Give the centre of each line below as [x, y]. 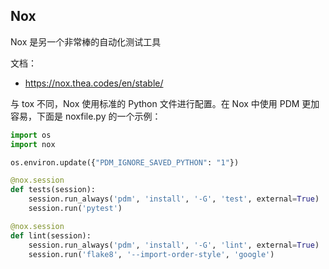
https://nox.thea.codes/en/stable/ [94, 83]
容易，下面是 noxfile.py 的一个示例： [86, 116]
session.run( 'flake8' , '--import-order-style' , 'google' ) [151, 254]
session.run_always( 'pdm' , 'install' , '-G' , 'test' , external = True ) [174, 199]
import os [31, 135]
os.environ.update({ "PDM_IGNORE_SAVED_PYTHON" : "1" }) [125, 162]
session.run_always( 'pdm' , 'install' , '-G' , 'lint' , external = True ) [174, 245]
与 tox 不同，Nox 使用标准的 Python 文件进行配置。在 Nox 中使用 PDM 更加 [165, 103]
